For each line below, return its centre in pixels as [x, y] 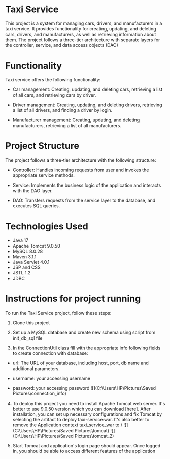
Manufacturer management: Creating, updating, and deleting [76, 120]
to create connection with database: [50, 353]
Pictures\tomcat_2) [94, 436]
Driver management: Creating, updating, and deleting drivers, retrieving [87, 105]
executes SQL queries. [36, 206]
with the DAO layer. [33, 190]
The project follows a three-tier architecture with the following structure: [81, 160]
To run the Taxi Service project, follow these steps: [58, 313]
